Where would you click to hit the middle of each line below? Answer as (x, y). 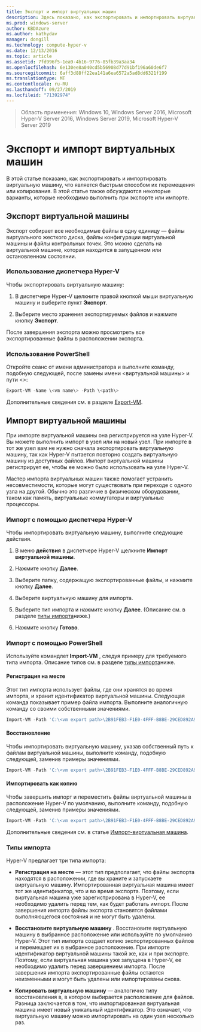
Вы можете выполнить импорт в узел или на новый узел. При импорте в (99, 442)
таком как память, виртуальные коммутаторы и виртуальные (85, 498)
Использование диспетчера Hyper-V (63, 272)
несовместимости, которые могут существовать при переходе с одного (99, 485)
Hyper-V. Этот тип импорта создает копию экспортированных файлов (104, 940)
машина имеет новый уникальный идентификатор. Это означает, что (103, 1009)
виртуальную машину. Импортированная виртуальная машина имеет (104, 885)
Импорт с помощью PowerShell (54, 643)
